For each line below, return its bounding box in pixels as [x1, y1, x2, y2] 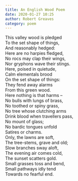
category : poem [5, 21, 37, 26]
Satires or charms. [5, 129, 43, 135]
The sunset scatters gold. [5, 155, 57, 161]
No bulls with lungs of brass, [5, 97, 63, 104]
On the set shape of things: [5, 77, 61, 83]
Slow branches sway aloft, [5, 145, 59, 151]
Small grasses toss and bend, [5, 161, 65, 167]
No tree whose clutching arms [5, 108, 67, 114]
